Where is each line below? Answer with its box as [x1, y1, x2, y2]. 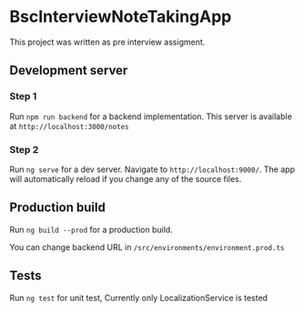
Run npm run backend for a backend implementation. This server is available [9, 111, 293, 122]
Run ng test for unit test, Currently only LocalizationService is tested [9, 292, 269, 303]
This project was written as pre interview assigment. [9, 36, 206, 47]
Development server [9, 63, 128, 78]
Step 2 [9, 143, 39, 156]
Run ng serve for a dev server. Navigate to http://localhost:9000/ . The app [9, 164, 296, 175]
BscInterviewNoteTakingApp [9, 6, 232, 27]
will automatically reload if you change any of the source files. [9, 173, 242, 184]
